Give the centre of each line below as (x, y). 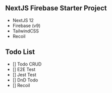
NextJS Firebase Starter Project (56, 8)
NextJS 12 (23, 20)
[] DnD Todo (25, 80)
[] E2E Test (24, 69)
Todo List (20, 52)
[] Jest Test (24, 74)
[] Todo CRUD (27, 64)
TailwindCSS (26, 31)
